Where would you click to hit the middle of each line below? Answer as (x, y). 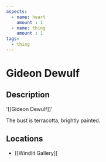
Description (28, 95)
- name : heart (28, 17)
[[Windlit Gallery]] (36, 153)
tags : (13, 39)
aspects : (17, 11)
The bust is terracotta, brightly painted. (53, 120)
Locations (25, 139)
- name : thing (28, 28)
